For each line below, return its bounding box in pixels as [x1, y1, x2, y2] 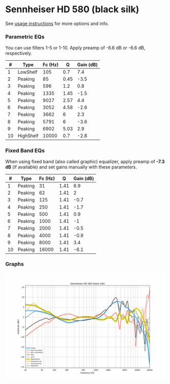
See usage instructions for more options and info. [5, 20, 109, 27]
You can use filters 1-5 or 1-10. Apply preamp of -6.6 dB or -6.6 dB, [5, 45, 146, 51]
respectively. [5, 50, 32, 57]
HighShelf [17, 133, 39, 139]
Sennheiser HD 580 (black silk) [5, 4, 139, 15]
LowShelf [17, 69, 38, 75]
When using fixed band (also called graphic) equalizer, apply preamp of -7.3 [5, 159, 165, 165]
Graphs [5, 261, 24, 268]
